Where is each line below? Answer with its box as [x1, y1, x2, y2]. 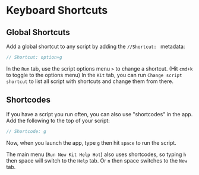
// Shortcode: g [6, 128, 46, 134]
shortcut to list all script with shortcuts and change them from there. [6, 78, 174, 85]
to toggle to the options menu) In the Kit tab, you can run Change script [6, 71, 182, 78]
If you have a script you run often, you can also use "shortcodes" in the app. [6, 110, 193, 117]
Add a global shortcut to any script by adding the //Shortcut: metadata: [6, 43, 185, 50]
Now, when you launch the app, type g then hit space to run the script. [6, 139, 176, 146]
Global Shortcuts [6, 27, 70, 37]
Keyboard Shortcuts [6, 4, 108, 17]
